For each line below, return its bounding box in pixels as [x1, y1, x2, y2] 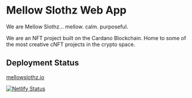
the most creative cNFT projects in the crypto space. [6, 41, 136, 48]
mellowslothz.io [6, 73, 45, 80]
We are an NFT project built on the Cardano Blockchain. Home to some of [6, 34, 186, 41]
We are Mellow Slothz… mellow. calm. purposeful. [6, 23, 128, 30]
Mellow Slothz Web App [6, 4, 127, 17]
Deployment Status [6, 58, 79, 68]
